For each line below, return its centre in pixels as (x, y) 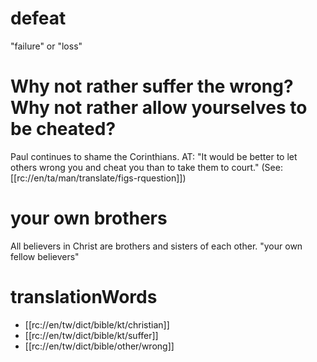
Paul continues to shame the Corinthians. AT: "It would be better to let (154, 156)
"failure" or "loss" (46, 46)
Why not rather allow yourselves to (159, 108)
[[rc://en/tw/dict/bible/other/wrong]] (99, 346)
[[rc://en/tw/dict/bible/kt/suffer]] (91, 335)
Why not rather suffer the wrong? (152, 86)
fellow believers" (45, 256)
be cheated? (63, 129)
